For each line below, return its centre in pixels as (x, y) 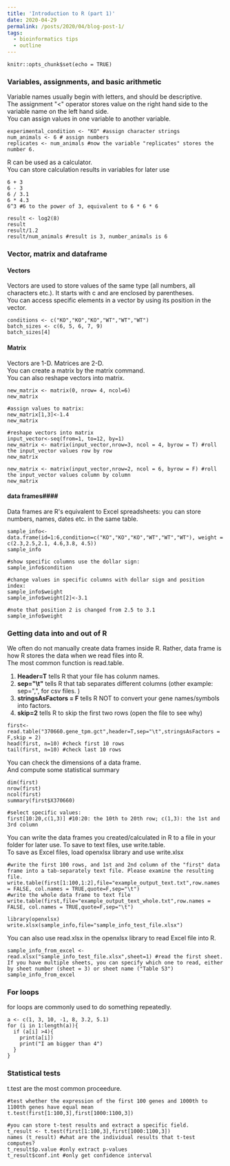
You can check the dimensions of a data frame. (74, 762)
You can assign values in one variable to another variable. (89, 119)
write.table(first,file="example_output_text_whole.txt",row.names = (109, 901)
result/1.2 (23, 231)
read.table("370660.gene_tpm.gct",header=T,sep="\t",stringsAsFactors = (114, 732)
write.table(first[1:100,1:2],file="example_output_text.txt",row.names (114, 883)
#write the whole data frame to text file (69, 895)
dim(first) (23, 783)
